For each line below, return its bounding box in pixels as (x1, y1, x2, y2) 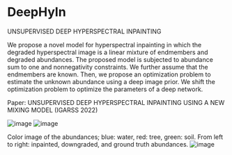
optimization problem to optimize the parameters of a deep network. (7, 85, 203, 93)
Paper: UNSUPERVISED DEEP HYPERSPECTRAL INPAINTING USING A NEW (7, 98, 225, 106)
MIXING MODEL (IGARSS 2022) (7, 106, 98, 114)
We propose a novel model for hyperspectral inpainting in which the (7, 40, 202, 49)
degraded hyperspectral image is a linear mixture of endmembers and (7, 48, 208, 56)
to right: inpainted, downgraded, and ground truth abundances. (7, 140, 189, 148)
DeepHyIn (7, 4, 66, 20)
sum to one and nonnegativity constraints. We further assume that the (7, 63, 208, 71)
